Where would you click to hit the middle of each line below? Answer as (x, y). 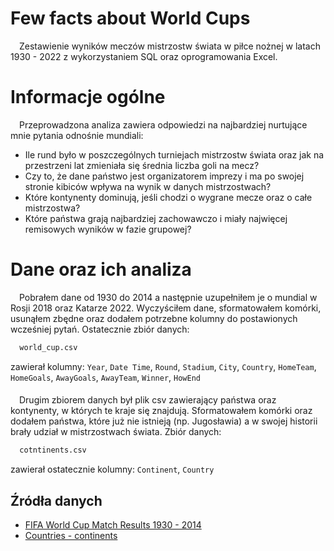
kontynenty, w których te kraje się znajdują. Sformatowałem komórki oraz (161, 411)
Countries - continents (71, 535)
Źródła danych (56, 500)
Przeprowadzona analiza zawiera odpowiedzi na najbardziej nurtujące (163, 124)
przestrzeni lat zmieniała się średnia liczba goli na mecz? (142, 165)
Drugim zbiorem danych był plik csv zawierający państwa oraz (148, 400)
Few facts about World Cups (130, 18)
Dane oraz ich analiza (101, 269)
